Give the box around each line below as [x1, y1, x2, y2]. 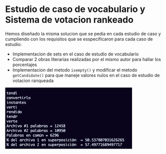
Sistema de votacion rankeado [5, 14, 134, 25]
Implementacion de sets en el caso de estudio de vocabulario [12, 51, 139, 57]
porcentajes [12, 61, 37, 67]
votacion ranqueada [12, 77, 54, 83]
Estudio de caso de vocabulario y [5, 3, 146, 15]
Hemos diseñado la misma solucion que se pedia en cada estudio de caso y [5, 30, 161, 36]
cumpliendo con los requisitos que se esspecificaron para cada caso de [5, 36, 153, 42]
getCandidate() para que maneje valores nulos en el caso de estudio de [12, 72, 160, 78]
